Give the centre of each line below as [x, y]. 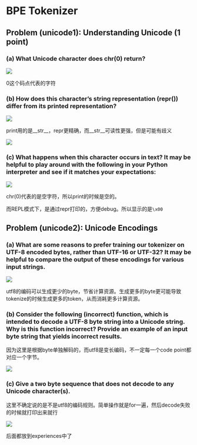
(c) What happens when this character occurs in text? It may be [98, 157]
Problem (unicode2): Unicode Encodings [82, 228]
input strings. [26, 267]
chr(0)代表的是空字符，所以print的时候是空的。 [63, 197]
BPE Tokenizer [42, 11]
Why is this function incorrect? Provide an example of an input [97, 329]
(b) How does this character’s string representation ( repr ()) [92, 98]
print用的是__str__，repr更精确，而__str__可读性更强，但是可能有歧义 [89, 131]
